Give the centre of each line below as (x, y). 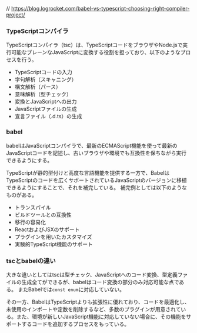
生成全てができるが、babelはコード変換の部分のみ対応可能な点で (100, 282)
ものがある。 (21, 195)
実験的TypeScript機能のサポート (54, 244)
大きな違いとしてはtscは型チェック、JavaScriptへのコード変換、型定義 (92, 274)
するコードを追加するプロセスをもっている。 (76, 324)
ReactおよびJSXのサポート (47, 229)
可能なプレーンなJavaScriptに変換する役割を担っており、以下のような (96, 52)
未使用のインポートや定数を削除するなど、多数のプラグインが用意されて (94, 309)
